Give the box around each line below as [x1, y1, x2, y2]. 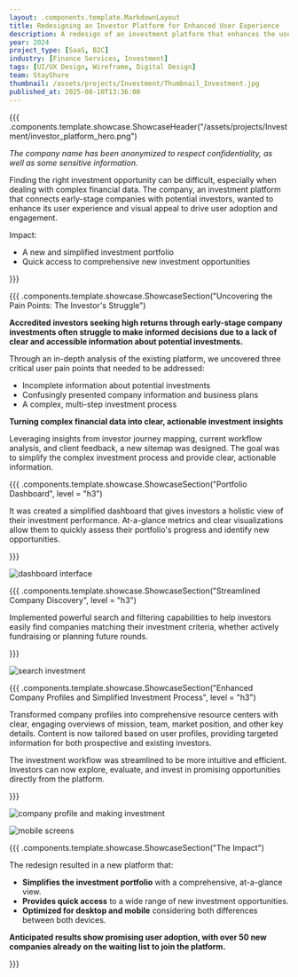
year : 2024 [9, 37, 50, 47]
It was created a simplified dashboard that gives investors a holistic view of [9, 505, 284, 516]
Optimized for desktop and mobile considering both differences [21, 905, 258, 916]
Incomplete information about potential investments [21, 379, 211, 391]
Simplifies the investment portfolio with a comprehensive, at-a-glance [21, 877, 283, 887]
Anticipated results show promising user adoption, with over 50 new [9, 932, 268, 942]
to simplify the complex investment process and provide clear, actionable [9, 452, 277, 463]
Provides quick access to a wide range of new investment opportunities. [21, 895, 289, 906]
